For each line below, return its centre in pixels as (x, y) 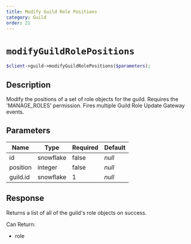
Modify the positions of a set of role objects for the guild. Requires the (93, 99)
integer (47, 167)
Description (28, 85)
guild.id (19, 177)
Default (115, 147)
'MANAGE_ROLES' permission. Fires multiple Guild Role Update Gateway (95, 106)
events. (15, 112)
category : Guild (26, 17)
